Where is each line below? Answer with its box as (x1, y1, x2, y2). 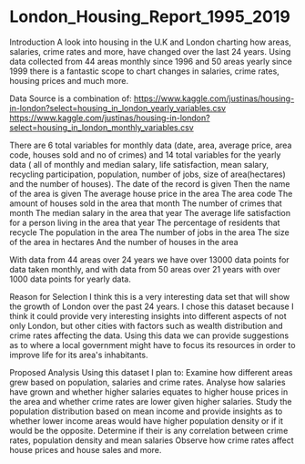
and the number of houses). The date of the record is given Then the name (9, 178, 290, 189)
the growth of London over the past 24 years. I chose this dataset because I (9, 301, 294, 312)
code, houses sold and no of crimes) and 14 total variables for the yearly (9, 149, 281, 160)
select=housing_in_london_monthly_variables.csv (9, 121, 194, 133)
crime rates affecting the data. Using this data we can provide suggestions (9, 330, 290, 341)
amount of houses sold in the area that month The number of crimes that (9, 198, 282, 209)
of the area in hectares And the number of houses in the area (9, 236, 239, 247)
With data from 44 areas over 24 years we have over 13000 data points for (9, 253, 290, 265)
